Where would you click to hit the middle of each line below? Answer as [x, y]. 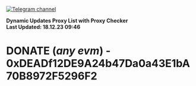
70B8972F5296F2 [52, 76]
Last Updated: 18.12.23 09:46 [43, 27]
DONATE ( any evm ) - [59, 51]
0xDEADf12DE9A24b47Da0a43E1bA [98, 64]
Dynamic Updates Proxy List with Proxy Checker [67, 20]
